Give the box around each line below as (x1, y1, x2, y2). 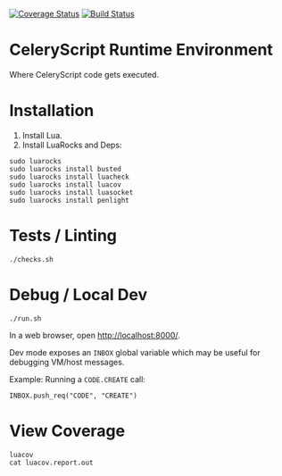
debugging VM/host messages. (9, 356, 125, 367)
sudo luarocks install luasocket (9, 188, 134, 196)
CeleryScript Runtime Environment (9, 40, 274, 60)
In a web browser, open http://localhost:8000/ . (9, 330, 180, 340)
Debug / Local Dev (9, 285, 148, 305)
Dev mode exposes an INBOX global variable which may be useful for (9, 347, 261, 357)
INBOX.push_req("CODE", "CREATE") (9, 391, 138, 400)
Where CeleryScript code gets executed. (9, 69, 159, 79)
